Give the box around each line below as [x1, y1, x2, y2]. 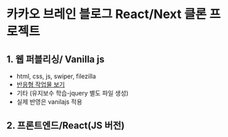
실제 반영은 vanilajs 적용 [16, 98, 83, 106]
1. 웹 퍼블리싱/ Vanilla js [6, 53, 105, 65]
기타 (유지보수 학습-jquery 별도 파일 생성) [16, 89, 129, 97]
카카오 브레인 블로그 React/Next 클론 [6, 6, 207, 22]
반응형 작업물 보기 [16, 80, 65, 89]
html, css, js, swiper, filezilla [16, 72, 96, 80]
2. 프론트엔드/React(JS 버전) [6, 120, 125, 131]
